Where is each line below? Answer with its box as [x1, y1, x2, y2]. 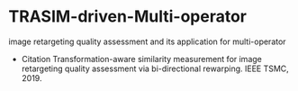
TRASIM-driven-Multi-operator [8, 6, 247, 27]
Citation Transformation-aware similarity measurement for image [21, 53, 262, 64]
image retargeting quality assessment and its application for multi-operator [8, 36, 286, 47]
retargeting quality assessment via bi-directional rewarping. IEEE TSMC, [21, 63, 289, 74]
